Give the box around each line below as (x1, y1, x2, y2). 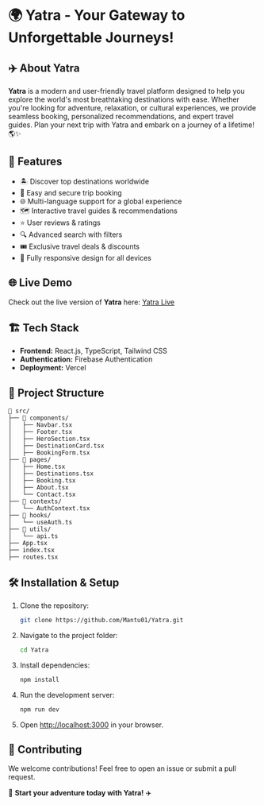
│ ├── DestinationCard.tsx (8, 442, 105, 450)
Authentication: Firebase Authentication (19, 354, 153, 364)
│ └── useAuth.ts (8, 518, 73, 527)
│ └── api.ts (8, 532, 59, 540)
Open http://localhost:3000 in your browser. (19, 720, 164, 730)
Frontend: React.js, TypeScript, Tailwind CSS (19, 346, 168, 356)
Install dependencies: (19, 660, 90, 670)
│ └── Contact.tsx (8, 490, 77, 499)
